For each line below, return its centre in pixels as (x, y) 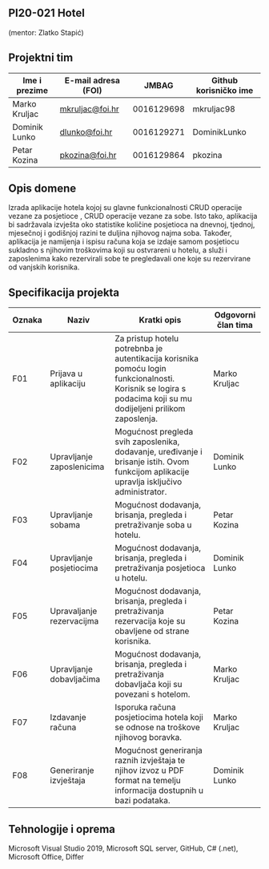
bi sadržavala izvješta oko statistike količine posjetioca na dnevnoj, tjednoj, (132, 224)
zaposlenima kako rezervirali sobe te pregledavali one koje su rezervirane (129, 259)
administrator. (141, 492)
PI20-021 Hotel (47, 13)
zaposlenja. (137, 418)
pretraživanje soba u (153, 525)
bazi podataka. (143, 801)
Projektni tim (41, 58)
